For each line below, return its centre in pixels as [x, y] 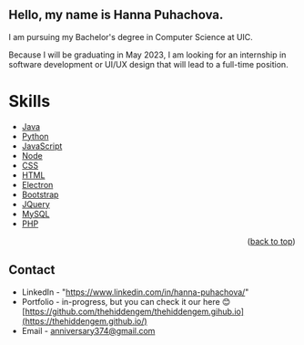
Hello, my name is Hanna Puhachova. [116, 15]
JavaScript [42, 146]
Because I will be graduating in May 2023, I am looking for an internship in [147, 55]
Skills [30, 101]
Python [35, 136]
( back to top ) [271, 241]
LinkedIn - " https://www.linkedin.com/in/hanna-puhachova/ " [135, 292]
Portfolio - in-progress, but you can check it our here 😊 [126, 301]
